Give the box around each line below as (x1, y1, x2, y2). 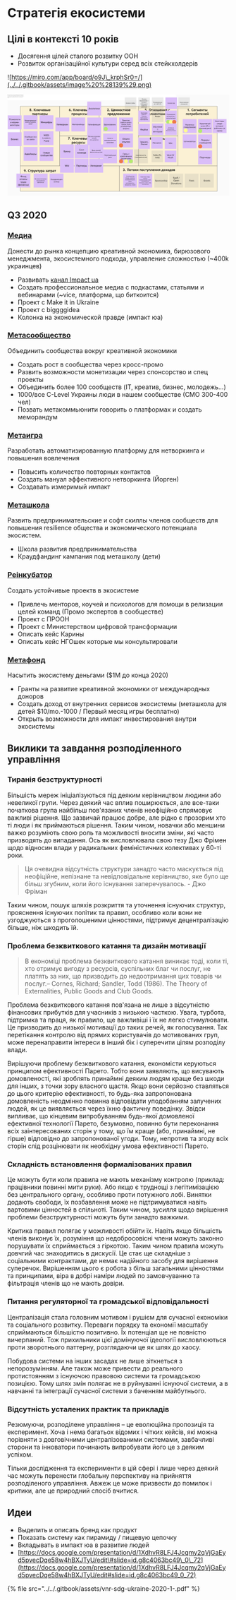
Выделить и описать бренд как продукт (17, 1525, 137, 1534)
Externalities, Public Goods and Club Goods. (24, 987, 154, 996)
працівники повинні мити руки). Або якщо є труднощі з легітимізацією (7, 1183, 220, 1191)
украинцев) (7, 261, 42, 270)
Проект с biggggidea (17, 305, 80, 314)
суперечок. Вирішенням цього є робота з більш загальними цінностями (7, 1264, 224, 1272)
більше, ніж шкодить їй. (7, 923, 79, 931)
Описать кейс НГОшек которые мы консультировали (17, 637, 178, 645)
